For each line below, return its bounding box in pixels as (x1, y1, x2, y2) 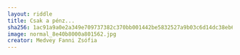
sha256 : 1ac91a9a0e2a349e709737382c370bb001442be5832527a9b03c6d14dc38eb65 (7, 24, 238, 31)
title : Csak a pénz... (7, 17, 75, 24)
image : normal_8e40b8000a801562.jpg (7, 30, 116, 38)
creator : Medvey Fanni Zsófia (7, 37, 98, 44)
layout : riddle (7, 10, 53, 18)
